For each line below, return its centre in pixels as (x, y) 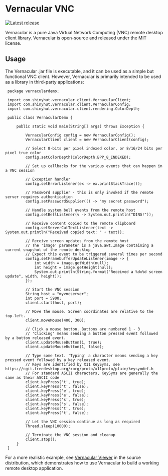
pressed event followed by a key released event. (58, 360)
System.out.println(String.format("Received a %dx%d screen (99, 272)
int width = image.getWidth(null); (71, 263)
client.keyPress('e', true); (56, 391)
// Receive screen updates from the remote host (77, 241)
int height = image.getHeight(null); (74, 267)
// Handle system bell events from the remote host (80, 210)
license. (13, 43)
